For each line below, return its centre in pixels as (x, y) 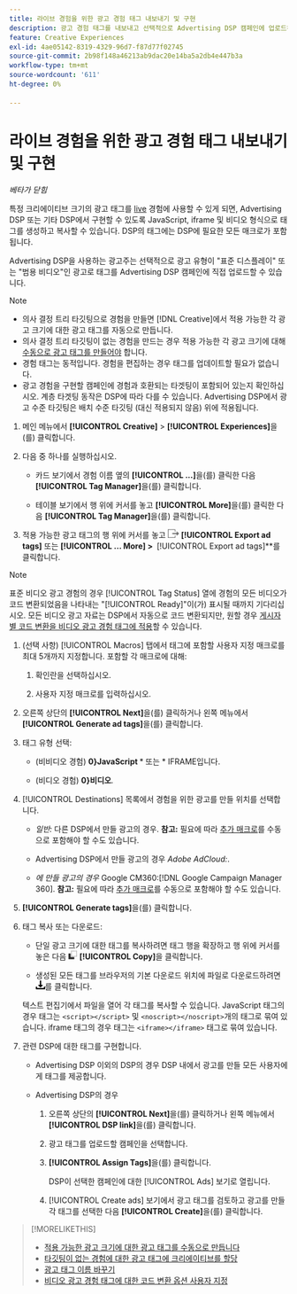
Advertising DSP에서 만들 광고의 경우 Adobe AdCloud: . (132, 859)
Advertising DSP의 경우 (77, 1095)
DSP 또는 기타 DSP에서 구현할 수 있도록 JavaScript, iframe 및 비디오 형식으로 (144, 219)
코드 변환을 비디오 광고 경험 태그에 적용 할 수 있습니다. (110, 626)
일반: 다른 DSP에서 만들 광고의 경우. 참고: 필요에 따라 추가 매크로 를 (150, 829)
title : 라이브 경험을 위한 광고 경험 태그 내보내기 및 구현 (103, 19)
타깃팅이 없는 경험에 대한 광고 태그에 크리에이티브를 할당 (141, 1258)
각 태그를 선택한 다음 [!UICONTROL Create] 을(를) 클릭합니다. (156, 1211)
